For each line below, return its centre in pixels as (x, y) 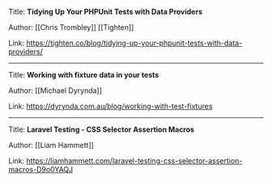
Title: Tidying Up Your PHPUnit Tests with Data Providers (105, 12)
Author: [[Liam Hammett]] (51, 145)
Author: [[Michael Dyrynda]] (55, 91)
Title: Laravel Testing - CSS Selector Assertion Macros (102, 129)
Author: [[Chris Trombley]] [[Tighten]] (71, 27)
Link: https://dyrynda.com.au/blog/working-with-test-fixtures (110, 106)
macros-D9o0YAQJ (41, 169)
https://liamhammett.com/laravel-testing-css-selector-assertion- (134, 161)
